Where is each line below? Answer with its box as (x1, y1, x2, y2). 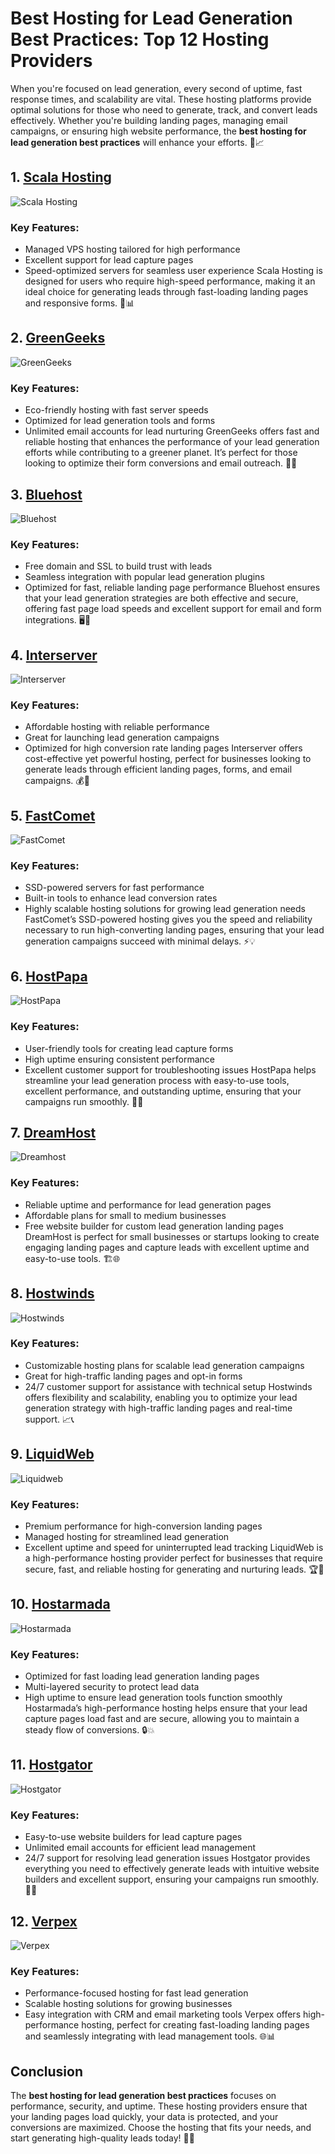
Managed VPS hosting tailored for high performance (24, 243, 241, 256)
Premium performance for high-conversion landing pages (24, 1520, 263, 1532)
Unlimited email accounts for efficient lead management (24, 1842, 257, 1854)
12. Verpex (10, 1913, 78, 1930)
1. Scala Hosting (10, 169, 112, 186)
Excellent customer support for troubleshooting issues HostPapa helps (24, 1063, 317, 1076)
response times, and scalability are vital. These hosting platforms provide (10, 93, 312, 105)
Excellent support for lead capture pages (24, 254, 194, 266)
